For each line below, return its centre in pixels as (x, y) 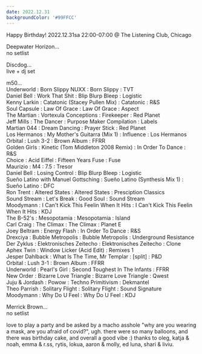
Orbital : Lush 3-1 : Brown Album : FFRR (55, 263)
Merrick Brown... (27, 307)
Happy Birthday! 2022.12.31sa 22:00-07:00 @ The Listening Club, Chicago (99, 34)
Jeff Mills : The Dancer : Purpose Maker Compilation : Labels (82, 121)
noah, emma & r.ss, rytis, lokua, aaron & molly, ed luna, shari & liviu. (90, 344)
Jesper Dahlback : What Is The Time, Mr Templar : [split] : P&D (84, 256)
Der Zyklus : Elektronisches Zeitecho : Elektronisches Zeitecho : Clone (94, 243)
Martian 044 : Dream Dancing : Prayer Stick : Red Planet (76, 128)
